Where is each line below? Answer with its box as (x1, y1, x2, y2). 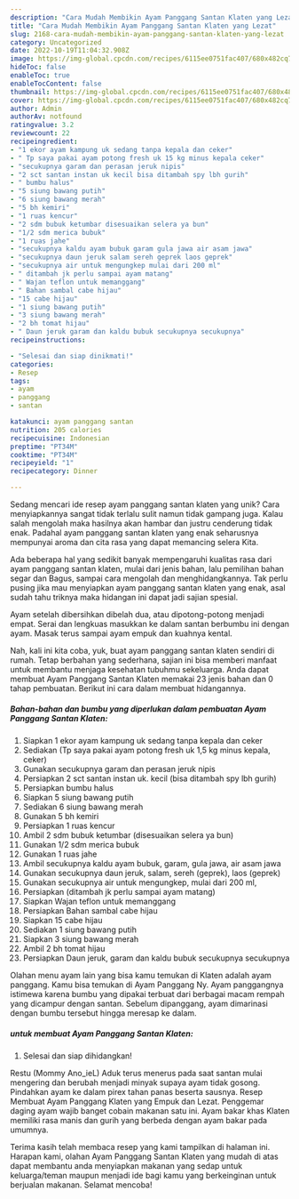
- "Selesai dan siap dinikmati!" (10, 351, 134, 360)
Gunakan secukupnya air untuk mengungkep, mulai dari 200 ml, (22, 877, 257, 888)
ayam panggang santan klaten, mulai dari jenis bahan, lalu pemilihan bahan (10, 564, 285, 574)
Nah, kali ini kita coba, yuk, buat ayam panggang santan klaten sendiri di (10, 646, 275, 656)
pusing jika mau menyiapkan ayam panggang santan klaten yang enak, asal (10, 583, 287, 592)
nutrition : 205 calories (10, 425, 102, 434)
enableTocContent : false (10, 79, 102, 88)
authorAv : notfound (10, 112, 83, 121)
